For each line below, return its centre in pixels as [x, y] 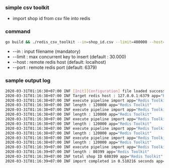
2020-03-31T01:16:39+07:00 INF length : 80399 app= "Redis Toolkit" [77, 152]
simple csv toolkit [27, 8]
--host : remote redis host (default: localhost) [59, 62]
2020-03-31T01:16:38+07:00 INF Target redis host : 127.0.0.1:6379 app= [83, 96]
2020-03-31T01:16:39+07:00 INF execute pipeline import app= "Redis [77, 147]
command [18, 32]
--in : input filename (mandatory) [47, 51]
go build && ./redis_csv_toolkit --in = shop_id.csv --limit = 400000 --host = [85, 42]
